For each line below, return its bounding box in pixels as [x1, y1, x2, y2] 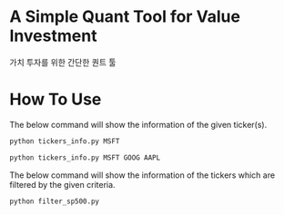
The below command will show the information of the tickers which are [9, 170, 276, 181]
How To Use [9, 89, 102, 110]
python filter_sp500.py [9, 197, 100, 206]
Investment [9, 25, 97, 46]
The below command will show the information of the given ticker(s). [9, 119, 268, 130]
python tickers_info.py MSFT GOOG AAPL [9, 152, 161, 162]
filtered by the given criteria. [9, 179, 116, 190]
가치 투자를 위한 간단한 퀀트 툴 [9, 56, 117, 67]
